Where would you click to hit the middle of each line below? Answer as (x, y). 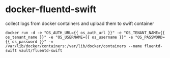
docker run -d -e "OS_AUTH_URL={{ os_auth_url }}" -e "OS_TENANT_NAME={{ (85, 33)
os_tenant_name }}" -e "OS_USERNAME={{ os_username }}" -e (69, 37)
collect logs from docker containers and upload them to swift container (80, 23)
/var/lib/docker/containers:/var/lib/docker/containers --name (74, 46)
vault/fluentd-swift (40, 50)
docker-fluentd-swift (51, 9)
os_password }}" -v (33, 42)
